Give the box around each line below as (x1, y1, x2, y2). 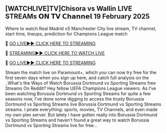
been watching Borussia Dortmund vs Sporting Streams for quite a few (5, 90, 151, 97)
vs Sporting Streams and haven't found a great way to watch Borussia (5, 117, 149, 123)
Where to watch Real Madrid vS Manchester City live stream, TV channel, (5, 25, 156, 31)
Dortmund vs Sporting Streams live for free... (5, 122, 98, 128)
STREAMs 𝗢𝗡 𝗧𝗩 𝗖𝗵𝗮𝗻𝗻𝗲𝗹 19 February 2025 (5, 12, 150, 21)
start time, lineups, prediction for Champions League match (5, 30, 127, 37)
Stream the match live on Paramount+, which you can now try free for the (5, 69, 156, 75)
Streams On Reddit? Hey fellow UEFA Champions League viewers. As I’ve (5, 85, 156, 91)
